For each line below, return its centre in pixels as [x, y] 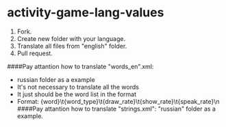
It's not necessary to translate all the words [78, 87]
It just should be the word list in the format [77, 94]
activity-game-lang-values [86, 13]
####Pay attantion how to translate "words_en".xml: [80, 66]
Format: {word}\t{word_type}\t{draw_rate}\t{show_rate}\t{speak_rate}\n [118, 101]
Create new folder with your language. [71, 38]
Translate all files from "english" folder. [72, 46]
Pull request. [35, 53]
